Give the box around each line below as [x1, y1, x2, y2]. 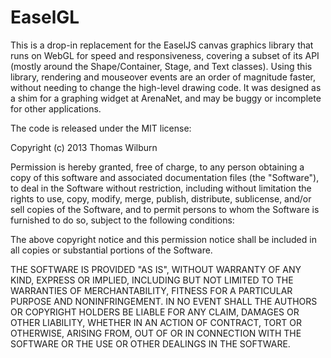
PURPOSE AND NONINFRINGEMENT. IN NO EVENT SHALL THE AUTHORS [10, 295, 318, 307]
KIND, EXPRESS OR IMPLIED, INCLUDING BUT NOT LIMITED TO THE [10, 274, 294, 286]
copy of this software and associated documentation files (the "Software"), [10, 171, 320, 183]
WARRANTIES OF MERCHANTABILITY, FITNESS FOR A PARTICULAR [10, 284, 293, 296]
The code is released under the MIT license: [10, 122, 192, 134]
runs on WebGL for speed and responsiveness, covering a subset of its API [10, 49, 320, 61]
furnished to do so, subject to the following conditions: [10, 214, 235, 226]
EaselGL [10, 6, 80, 29]
